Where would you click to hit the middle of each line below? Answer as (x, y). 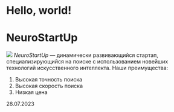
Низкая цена (31, 92)
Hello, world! (39, 10)
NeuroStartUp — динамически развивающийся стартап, (86, 55)
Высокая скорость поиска (49, 86)
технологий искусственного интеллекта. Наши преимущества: (87, 68)
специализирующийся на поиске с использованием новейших (87, 62)
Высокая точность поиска (49, 80)
